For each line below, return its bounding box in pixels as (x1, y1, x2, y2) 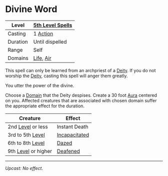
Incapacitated (56, 131, 89, 138)
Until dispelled (33, 38, 67, 45)
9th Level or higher (7, 147, 52, 154)
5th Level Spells (33, 22, 72, 29)
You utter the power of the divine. (5, 82, 74, 88)
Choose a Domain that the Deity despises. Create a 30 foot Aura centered (5, 92, 157, 98)
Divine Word (5, 4, 57, 15)
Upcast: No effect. (5, 165, 43, 171)
